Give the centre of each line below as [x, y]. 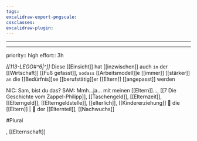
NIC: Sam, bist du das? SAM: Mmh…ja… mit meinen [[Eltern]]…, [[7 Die [91, 91]
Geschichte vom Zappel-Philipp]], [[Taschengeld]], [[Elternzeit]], [84, 97]
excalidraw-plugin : [30, 28]
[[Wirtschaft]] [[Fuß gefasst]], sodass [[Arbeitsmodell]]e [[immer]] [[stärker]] [98, 73]
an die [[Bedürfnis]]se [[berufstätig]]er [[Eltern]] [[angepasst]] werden [91, 79]
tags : [13, 11]
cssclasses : [21, 22]
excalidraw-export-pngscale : [42, 17]
